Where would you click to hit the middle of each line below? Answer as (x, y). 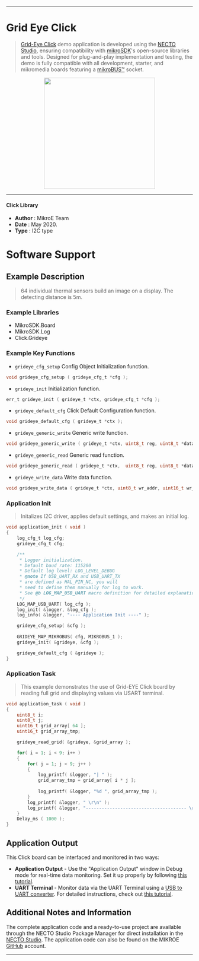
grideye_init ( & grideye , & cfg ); (58, 642)
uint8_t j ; (30, 720)
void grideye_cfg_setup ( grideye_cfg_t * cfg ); (67, 377)
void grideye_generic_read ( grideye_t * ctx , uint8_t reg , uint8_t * (95, 466)
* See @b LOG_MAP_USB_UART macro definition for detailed (92, 593)
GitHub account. (26, 946)
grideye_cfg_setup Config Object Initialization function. (82, 366)
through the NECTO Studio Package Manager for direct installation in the (95, 933)
